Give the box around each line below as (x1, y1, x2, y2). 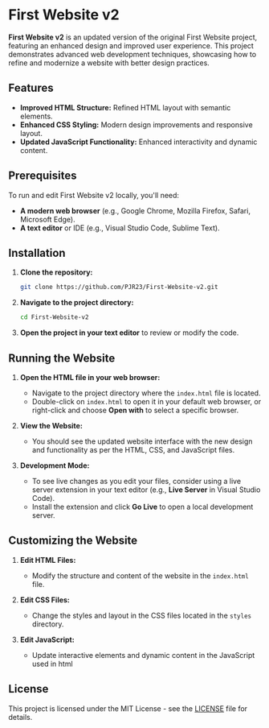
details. (8, 712, 33, 722)
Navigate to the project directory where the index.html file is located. (31, 388, 261, 398)
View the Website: (19, 420, 83, 430)
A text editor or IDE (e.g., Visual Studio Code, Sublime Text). (19, 223, 220, 233)
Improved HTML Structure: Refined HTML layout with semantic (19, 102, 231, 112)
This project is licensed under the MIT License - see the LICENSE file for (8, 703, 247, 714)
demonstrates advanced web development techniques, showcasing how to (8, 49, 257, 59)
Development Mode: (19, 461, 90, 470)
